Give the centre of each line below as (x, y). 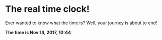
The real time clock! (47, 9)
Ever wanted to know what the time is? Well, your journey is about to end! (81, 23)
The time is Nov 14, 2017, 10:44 (38, 32)
